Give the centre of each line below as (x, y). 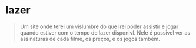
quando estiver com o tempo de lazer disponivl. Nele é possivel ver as (105, 32)
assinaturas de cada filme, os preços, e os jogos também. (90, 39)
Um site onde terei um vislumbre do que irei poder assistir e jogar (99, 26)
